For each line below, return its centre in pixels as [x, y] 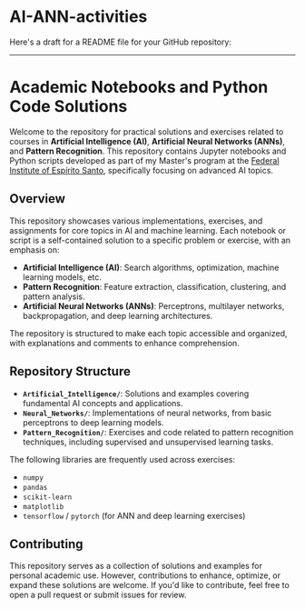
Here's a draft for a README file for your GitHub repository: [120, 42]
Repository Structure [70, 371]
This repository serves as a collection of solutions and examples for [136, 566]
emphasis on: [34, 250]
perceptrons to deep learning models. [93, 422]
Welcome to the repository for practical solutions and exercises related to [147, 131]
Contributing [46, 544]
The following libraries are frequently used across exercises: [123, 459]
